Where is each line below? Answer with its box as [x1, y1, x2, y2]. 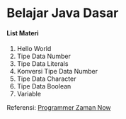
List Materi [6, 28, 40, 37]
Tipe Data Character [16, 74, 76, 83]
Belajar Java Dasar [6, 5, 119, 21]
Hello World [16, 45, 52, 53]
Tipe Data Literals [16, 59, 69, 68]
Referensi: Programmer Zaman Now [6, 103, 111, 112]
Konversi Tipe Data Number [16, 67, 98, 76]
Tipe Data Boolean [16, 82, 71, 91]
